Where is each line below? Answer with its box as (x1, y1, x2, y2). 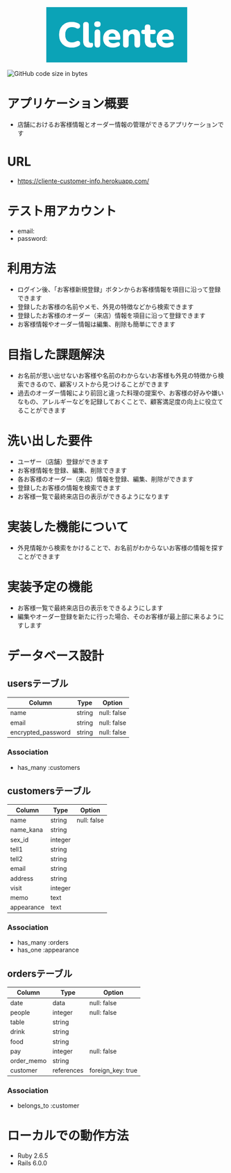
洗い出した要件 (7, 433, 93, 448)
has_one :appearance (17, 946, 80, 954)
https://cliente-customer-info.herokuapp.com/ (17, 177, 150, 185)
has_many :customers (17, 763, 80, 771)
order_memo (10, 1057, 47, 1065)
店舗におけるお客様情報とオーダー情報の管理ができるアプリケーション (17, 120, 219, 128)
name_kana (10, 826, 44, 834)
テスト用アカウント (7, 203, 117, 219)
